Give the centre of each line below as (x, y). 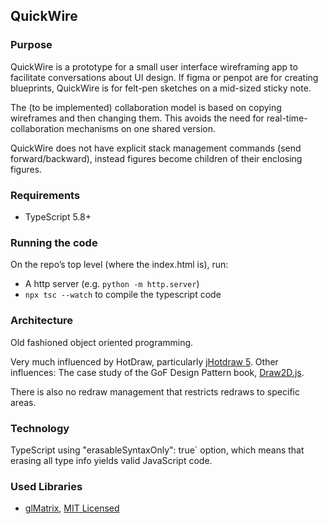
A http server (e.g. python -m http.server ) (112, 284)
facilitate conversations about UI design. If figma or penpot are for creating (164, 77)
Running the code (54, 242)
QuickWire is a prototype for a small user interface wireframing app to (154, 66)
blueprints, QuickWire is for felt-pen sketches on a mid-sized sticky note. (161, 88)
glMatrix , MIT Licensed (72, 508)
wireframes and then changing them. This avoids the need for (137, 118)
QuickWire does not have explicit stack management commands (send (156, 148)
